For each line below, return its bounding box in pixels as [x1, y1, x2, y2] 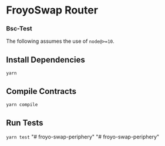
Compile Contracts [6, 86, 76, 96]
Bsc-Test [6, 25, 32, 33]
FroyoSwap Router [6, 4, 99, 17]
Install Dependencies [6, 55, 85, 64]
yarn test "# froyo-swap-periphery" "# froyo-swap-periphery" [6, 133, 160, 140]
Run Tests [6, 118, 43, 128]
